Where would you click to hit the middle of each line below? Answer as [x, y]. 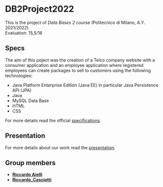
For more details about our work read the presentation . [60, 147]
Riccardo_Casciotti [32, 180]
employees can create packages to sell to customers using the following [78, 70]
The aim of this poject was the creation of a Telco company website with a [80, 60]
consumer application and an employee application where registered [74, 65]
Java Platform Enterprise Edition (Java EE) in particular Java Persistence [85, 85]
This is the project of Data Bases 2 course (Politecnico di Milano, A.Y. [75, 22]
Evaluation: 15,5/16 [24, 33]
